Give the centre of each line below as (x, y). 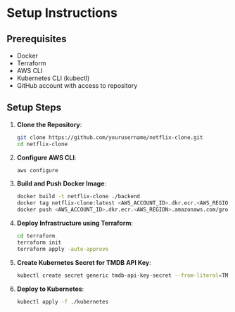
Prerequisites (37, 39)
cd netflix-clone (42, 144)
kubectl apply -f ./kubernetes (63, 301)
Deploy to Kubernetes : (50, 289)
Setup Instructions (62, 13)
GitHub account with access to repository (77, 85)
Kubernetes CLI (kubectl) (53, 78)
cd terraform (36, 236)
